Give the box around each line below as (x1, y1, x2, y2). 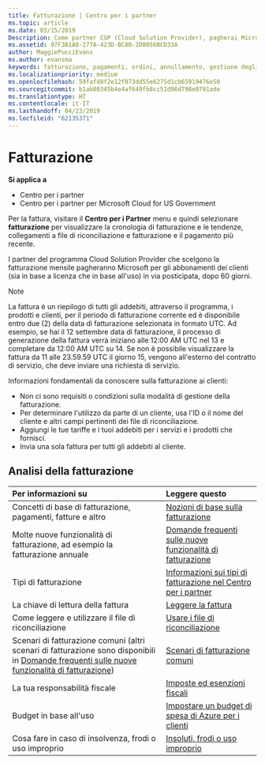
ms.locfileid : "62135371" (8, 115, 93, 123)
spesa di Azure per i (165, 709, 241, 721)
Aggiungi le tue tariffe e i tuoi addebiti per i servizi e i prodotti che (19, 425, 233, 434)
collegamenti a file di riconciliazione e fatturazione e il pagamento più (8, 230, 234, 240)
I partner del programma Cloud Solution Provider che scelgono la (8, 254, 219, 263)
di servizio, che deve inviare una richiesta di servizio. (8, 361, 181, 370)
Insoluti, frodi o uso (165, 732, 237, 743)
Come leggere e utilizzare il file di (12, 612, 136, 623)
